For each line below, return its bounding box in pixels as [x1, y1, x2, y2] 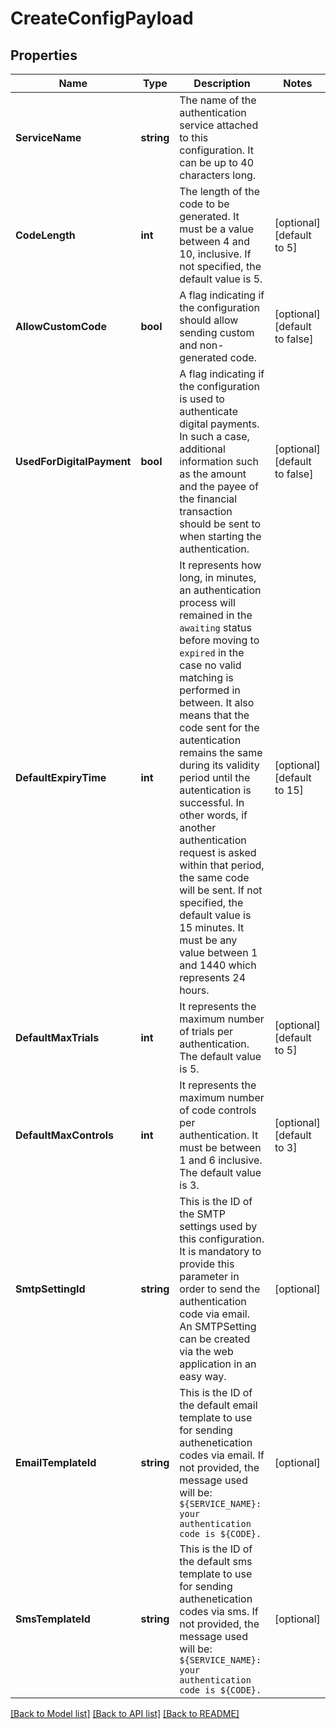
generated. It [179, 210, 240, 223]
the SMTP [179, 1207, 226, 1221]
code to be [179, 197, 230, 211]
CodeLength [15, 228, 76, 242]
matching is [179, 671, 234, 684]
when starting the [179, 530, 262, 543]
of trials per [179, 1025, 234, 1038]
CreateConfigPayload [10, 7, 194, 30]
